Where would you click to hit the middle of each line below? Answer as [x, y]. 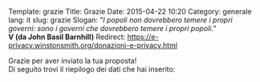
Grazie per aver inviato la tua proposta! [73, 61]
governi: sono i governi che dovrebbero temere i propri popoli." [112, 28]
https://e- [143, 37]
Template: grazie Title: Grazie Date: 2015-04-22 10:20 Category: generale [130, 12]
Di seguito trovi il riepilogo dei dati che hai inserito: [92, 69]
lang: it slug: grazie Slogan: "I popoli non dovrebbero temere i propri [120, 20]
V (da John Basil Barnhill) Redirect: [67, 37]
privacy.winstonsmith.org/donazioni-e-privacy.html [93, 45]
